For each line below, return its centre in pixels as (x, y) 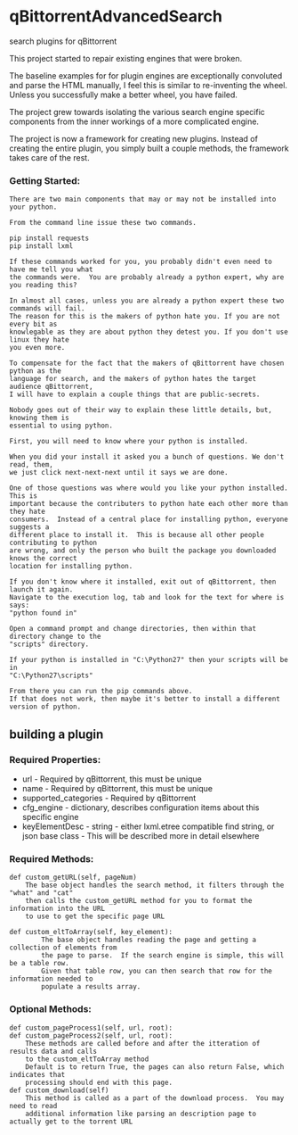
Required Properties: (55, 759)
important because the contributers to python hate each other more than (149, 504)
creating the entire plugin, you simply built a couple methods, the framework (149, 148)
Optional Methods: (50, 1009)
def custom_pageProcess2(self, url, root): (91, 1036)
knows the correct (43, 559)
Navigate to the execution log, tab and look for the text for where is (147, 598)
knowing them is (39, 418)
